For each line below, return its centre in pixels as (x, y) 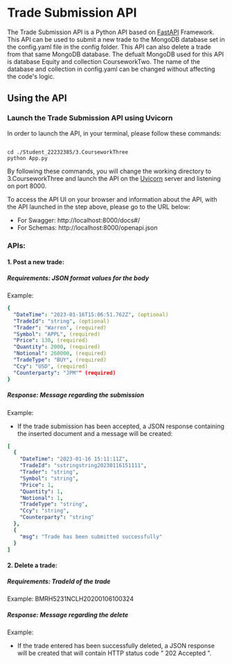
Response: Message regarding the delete (68, 615)
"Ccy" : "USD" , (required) (51, 366)
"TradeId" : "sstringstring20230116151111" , (83, 466)
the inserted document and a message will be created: (95, 433)
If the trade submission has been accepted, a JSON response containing (121, 426)
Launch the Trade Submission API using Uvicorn (90, 118)
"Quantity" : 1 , (42, 492)
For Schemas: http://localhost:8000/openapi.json (87, 227)
